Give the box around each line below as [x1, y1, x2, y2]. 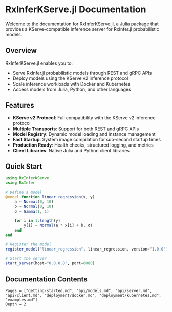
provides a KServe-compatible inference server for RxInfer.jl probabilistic [5, 26, 160, 32]
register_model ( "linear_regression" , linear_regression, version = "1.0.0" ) [5, 246, 168, 252]
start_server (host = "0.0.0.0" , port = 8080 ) [5, 260, 95, 266]
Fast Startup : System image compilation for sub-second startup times [12, 136, 161, 142]
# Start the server [5, 256, 47, 261]
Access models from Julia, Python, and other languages [12, 86, 132, 92]
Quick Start [5, 162, 42, 171]
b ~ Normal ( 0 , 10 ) [14, 204, 54, 209]
